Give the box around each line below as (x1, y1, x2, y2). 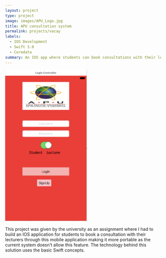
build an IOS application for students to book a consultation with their (5, 231, 146, 237)
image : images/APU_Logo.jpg (5, 18, 63, 23)
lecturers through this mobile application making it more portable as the (5, 236, 151, 242)
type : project (5, 13, 35, 18)
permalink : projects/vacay (5, 29, 61, 34)
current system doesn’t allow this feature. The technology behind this (5, 242, 147, 248)
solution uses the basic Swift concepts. (5, 247, 85, 253)
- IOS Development (9, 40, 48, 44)
